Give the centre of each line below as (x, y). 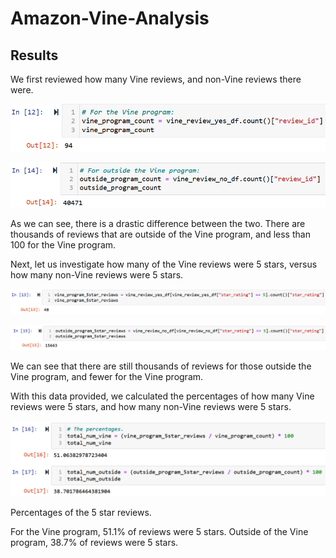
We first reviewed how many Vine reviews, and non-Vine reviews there (156, 79)
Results (34, 55)
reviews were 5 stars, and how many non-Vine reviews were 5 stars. (151, 407)
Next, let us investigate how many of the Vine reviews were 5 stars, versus (164, 264)
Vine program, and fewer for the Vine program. (107, 377)
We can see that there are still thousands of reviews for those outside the (161, 366)
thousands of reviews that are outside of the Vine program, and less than (160, 234)
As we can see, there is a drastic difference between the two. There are (158, 223)
